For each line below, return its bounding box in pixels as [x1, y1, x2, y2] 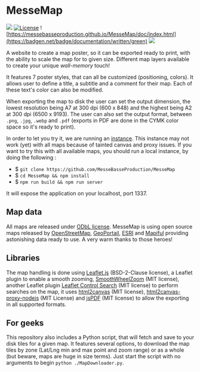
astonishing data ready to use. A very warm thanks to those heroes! [6, 236, 173, 243]
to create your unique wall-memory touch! [6, 62, 110, 69]
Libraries [6, 253, 40, 263]
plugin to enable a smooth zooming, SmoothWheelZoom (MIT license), [6, 275, 180, 282]
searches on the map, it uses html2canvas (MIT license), [6, 288, 145, 295]
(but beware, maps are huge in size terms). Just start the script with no [6, 353, 181, 360]
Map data [6, 207, 42, 217]
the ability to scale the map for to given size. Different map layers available [6, 55, 190, 63]
